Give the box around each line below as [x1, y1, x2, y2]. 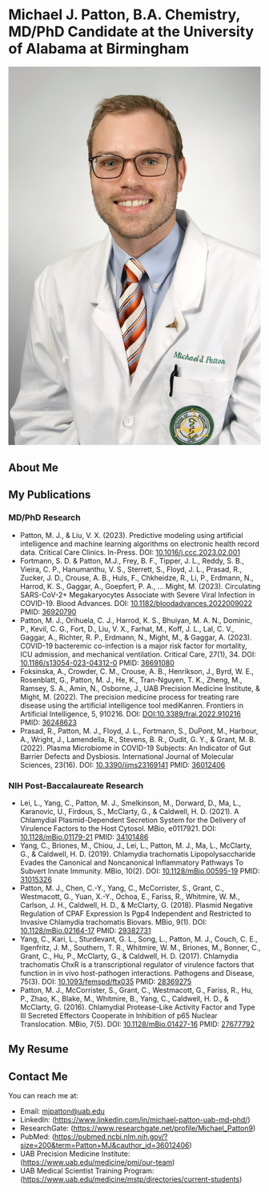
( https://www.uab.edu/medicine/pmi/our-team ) [19, 1158, 175, 1167]
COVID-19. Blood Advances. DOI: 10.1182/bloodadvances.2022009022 [19, 598, 253, 608]
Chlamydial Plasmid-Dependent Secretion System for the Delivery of [19, 815, 247, 825]
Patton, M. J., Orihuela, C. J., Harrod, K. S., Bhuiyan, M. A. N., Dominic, [19, 615, 253, 625]
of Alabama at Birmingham [8, 40, 190, 58]
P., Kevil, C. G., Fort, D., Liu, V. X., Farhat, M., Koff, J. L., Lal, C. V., [19, 624, 235, 633]
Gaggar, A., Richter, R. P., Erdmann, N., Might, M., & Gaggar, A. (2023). [19, 632, 252, 642]
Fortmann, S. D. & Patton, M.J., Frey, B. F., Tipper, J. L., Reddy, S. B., [19, 556, 244, 565]
